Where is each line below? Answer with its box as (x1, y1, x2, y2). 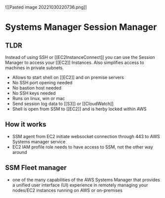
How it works (5, 120, 46, 129)
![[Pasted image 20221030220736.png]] (5, 4, 87, 10)
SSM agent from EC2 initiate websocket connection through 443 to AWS (12, 133, 161, 139)
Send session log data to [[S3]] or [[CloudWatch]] (12, 101, 114, 106)
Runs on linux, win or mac (12, 96, 65, 101)
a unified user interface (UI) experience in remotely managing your (12, 182, 148, 188)
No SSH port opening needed (12, 80, 73, 86)
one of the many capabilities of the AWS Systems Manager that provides (12, 177, 161, 183)
